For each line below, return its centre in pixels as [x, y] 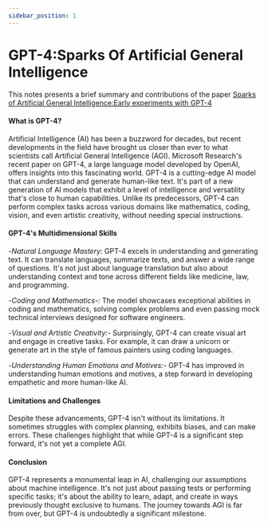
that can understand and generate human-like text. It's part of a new [121, 181]
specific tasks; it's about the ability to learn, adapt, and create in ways [123, 496]
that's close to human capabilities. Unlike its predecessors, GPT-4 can [124, 198]
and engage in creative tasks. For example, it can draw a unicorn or [119, 341]
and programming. [39, 285]
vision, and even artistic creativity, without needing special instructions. [126, 215]
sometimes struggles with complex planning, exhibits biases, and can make [132, 427]
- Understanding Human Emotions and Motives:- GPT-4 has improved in [126, 365]
